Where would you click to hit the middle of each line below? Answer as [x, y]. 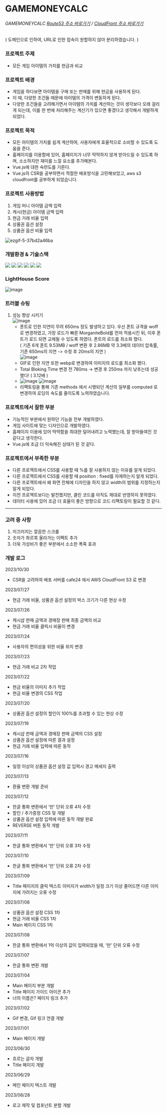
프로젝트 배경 [20, 80]
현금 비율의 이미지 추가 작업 [39, 687]
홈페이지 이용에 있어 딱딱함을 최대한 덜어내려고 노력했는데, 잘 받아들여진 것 [85, 431]
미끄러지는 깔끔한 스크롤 [36, 532]
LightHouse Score [27, 279]
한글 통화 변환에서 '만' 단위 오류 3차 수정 [51, 845]
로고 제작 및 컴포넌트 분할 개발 [42, 1105]
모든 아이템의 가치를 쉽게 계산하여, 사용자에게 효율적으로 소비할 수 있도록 [83, 142]
